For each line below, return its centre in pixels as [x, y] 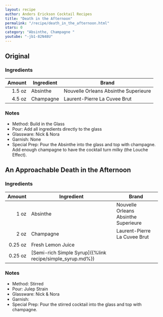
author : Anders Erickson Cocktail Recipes [49, 14]
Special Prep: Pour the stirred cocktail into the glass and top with [77, 304]
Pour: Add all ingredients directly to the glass [57, 129]
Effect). [19, 155]
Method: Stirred [28, 284]
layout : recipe [20, 9]
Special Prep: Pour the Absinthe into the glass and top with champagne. [84, 144]
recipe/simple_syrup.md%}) [63, 259]
